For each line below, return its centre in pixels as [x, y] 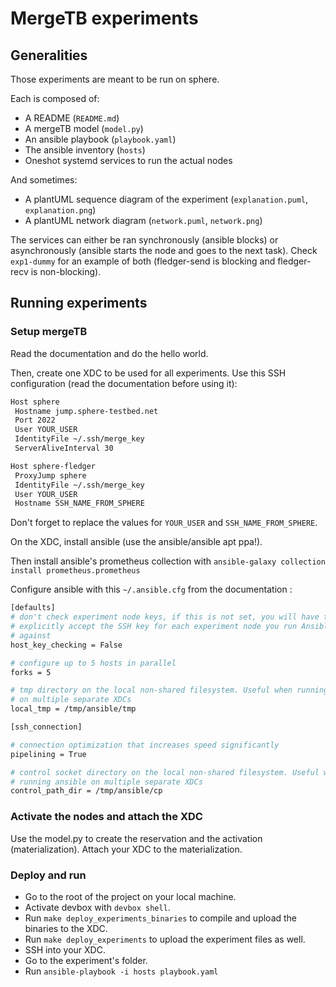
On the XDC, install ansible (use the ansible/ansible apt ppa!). [136, 542]
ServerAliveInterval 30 [64, 448]
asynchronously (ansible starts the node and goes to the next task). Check [164, 250]
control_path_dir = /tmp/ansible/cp [86, 791]
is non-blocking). [66, 271]
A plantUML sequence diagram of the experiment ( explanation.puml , [166, 199]
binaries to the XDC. [66, 928]
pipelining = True [48, 754]
